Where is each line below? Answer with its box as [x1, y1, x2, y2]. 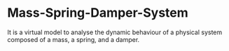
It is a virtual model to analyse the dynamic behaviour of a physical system [7, 28, 223, 36]
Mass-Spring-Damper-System [7, 5, 189, 21]
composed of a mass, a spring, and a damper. [7, 35, 140, 43]
